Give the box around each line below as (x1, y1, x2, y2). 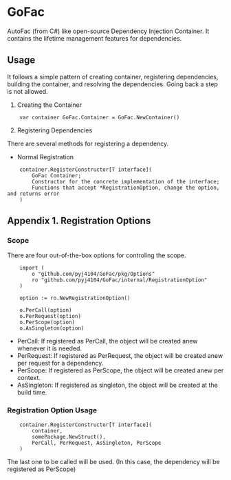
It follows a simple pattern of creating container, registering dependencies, (7, 72, 219, 81)
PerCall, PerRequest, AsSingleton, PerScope (32, 439, 162, 446)
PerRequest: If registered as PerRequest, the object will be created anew (16, 352, 223, 360)
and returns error (7, 190, 60, 197)
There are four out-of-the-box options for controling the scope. (7, 251, 187, 259)
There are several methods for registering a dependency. (7, 139, 169, 148)
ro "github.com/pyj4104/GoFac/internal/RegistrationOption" (32, 277, 208, 283)
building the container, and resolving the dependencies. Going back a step (7, 80, 219, 88)
